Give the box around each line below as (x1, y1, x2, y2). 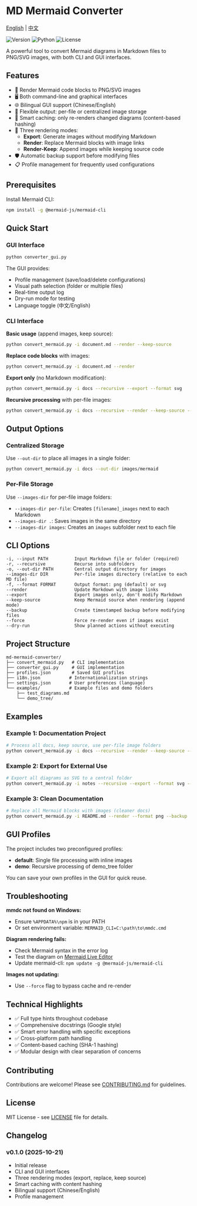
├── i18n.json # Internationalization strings (6, 675, 148, 681)
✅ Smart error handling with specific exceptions (14, 1028, 131, 1035)
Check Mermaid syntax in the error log (14, 947, 108, 954)
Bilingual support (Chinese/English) (14, 1187, 100, 1194)
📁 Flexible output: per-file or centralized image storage (14, 108, 147, 115)
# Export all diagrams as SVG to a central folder (6, 775, 133, 781)
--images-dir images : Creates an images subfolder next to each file (14, 523, 176, 530)
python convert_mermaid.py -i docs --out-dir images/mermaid (6, 466, 159, 472)
